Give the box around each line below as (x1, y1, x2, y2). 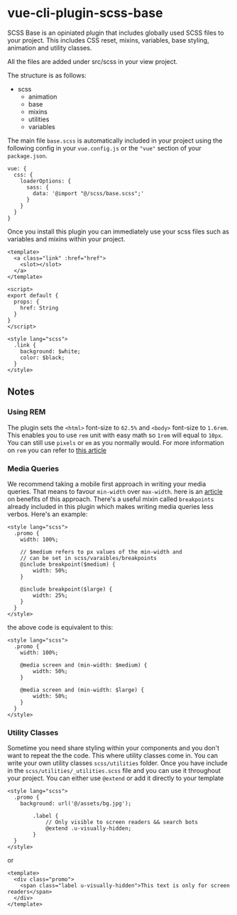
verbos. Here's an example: (7, 510, 88, 518)
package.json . (7, 151, 48, 160)
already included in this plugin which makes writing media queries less (7, 502, 214, 510)
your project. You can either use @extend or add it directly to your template (7, 774, 224, 782)
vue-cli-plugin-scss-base (7, 5, 163, 21)
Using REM (7, 407, 46, 417)
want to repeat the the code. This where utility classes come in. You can (7, 751, 219, 760)
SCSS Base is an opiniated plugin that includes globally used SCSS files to (7, 28, 224, 37)
